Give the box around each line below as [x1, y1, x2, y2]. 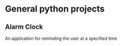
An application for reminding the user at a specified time [5, 35, 117, 41]
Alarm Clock [5, 23, 44, 31]
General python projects [5, 3, 105, 15]
